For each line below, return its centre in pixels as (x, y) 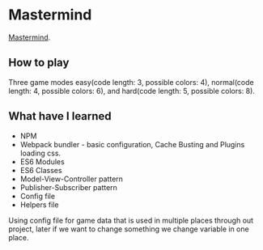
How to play (39, 63)
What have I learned (60, 116)
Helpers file (39, 205)
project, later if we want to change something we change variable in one (129, 229)
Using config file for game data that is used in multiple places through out (131, 220)
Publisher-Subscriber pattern (68, 187)
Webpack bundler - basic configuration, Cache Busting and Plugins (132, 144)
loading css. (40, 153)
